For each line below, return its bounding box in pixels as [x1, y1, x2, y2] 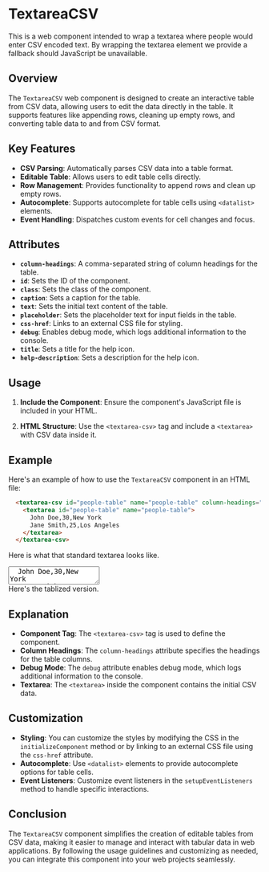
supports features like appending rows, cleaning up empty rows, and [8, 110, 235, 120]
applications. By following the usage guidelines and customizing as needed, [8, 846, 259, 855]
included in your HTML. [19, 406, 98, 416]
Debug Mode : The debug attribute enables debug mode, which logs [19, 663, 242, 673]
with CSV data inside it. [19, 430, 98, 440]
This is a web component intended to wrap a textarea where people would [8, 31, 254, 41]
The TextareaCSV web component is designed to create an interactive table [8, 93, 255, 103]
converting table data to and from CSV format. [8, 118, 162, 128]
